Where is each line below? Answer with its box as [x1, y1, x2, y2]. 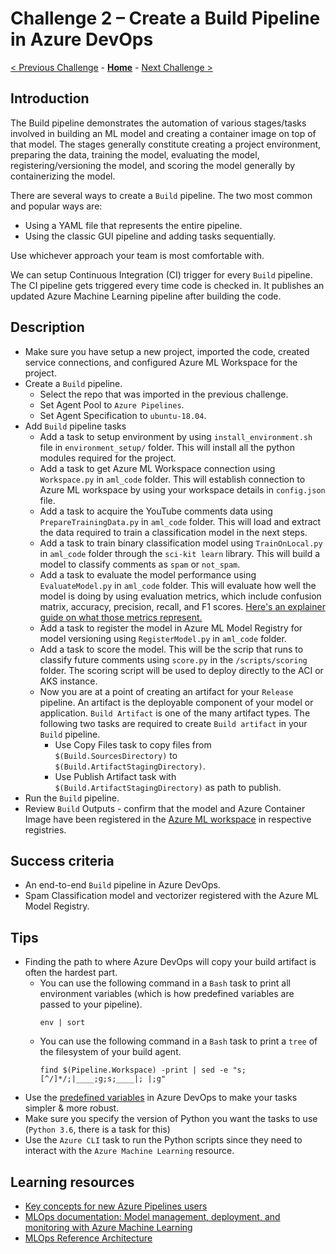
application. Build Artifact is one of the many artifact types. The [39, 707, 311, 719]
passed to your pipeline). [39, 998, 143, 1011]
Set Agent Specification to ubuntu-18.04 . [39, 409, 207, 421]
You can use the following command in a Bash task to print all [39, 977, 291, 989]
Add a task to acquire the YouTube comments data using [39, 505, 273, 517]
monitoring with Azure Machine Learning [24, 1222, 193, 1233]
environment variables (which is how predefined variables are [39, 988, 295, 1000]
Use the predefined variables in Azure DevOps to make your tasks [24, 1092, 298, 1104]
